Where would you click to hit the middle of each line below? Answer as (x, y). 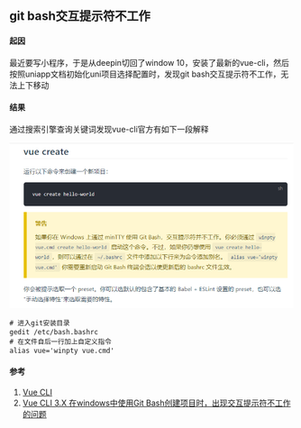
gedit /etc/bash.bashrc (54, 332)
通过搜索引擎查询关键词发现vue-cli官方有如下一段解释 (109, 129)
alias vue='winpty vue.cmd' (62, 351)
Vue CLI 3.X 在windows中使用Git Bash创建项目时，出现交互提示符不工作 (156, 403)
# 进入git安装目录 (40, 323)
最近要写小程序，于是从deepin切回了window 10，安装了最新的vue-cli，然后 (150, 62)
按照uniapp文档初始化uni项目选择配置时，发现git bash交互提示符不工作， (145, 74)
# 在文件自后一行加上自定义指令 (60, 341)
